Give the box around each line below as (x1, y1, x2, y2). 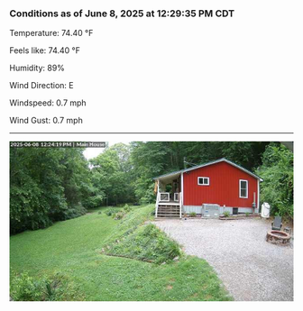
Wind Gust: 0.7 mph (9, 115, 83, 126)
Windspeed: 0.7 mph (9, 97, 87, 108)
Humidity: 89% (9, 62, 66, 74)
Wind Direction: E (9, 80, 74, 91)
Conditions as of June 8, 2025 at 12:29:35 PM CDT (9, 7, 235, 20)
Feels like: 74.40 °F (9, 45, 81, 56)
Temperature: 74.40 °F (9, 28, 94, 39)
